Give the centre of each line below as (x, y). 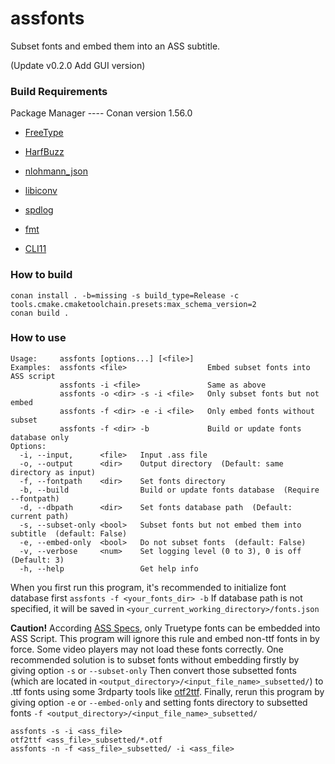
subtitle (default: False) (69, 533)
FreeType (44, 133)
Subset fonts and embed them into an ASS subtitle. (115, 46)
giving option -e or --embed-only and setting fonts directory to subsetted (159, 702)
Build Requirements (59, 91)
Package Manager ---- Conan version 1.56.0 (101, 113)
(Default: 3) (37, 560)
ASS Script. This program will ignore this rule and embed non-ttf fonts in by (165, 638)
